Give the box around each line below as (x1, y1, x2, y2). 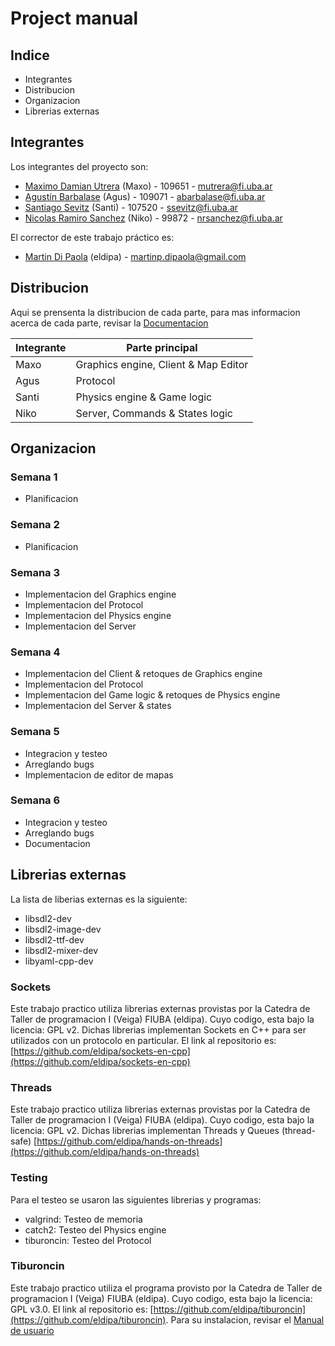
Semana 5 (10, 725, 60, 739)
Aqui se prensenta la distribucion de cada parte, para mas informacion (10, 306, 301, 318)
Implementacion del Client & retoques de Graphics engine (24, 668, 263, 680)
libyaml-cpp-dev (24, 955, 94, 967)
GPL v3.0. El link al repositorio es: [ (10, 1303, 154, 1315)
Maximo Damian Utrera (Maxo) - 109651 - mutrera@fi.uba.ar (24, 180, 273, 192)
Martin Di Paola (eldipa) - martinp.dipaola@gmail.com (24, 250, 247, 262)
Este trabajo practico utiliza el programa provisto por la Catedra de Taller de (10, 1282, 323, 1294)
